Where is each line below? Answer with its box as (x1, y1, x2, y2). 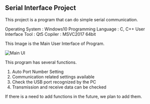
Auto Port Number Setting (12, 69, 64, 74)
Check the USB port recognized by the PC (12, 79, 96, 85)
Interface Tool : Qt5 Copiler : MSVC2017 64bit (5, 31, 96, 37)
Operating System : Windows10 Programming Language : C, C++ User (5, 26, 145, 32)
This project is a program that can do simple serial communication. (5, 16, 138, 22)
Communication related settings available (12, 74, 95, 79)
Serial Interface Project (5, 4, 76, 12)
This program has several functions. (5, 59, 77, 65)
